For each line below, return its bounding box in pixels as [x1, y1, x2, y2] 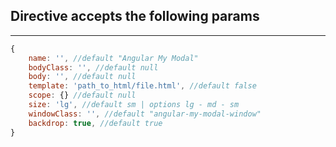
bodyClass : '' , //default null [28, 62, 159, 73]
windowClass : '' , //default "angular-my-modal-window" [28, 109, 262, 119]
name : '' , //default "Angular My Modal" [28, 53, 199, 63]
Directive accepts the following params [10, 8, 260, 25]
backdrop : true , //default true [28, 118, 163, 128]
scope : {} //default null [28, 90, 137, 101]
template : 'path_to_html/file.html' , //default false [28, 81, 257, 91]
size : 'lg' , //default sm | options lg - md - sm [28, 100, 240, 110]
